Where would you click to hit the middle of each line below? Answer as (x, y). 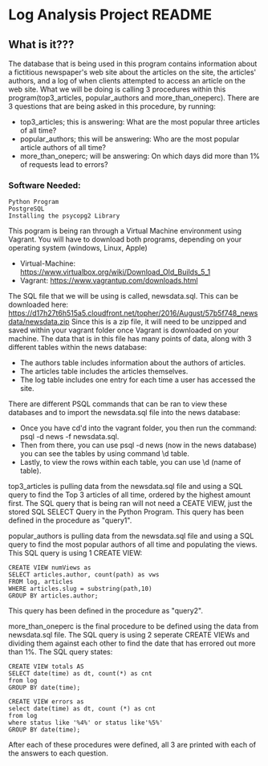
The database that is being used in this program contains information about (133, 63)
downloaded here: (39, 305)
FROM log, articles (41, 582)
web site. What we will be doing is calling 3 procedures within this (117, 89)
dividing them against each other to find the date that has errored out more (132, 643)
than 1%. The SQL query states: (61, 652)
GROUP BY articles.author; (53, 596)
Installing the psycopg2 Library (64, 216)
